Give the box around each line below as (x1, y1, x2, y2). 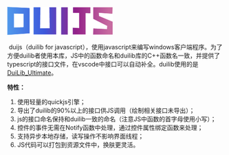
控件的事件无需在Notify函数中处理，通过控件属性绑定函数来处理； (17, 123, 204, 132)
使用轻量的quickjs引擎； (17, 98, 86, 106)
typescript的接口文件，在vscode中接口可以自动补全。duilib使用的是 (7, 60, 199, 68)
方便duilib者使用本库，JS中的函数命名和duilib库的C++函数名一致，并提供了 (7, 51, 220, 60)
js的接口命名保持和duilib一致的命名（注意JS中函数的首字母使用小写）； (17, 115, 217, 123)
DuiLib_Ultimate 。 (7, 69, 58, 77)
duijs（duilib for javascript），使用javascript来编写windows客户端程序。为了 (8, 43, 223, 51)
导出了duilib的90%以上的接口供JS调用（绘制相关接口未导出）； (17, 106, 195, 115)
